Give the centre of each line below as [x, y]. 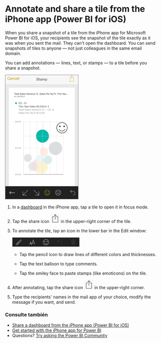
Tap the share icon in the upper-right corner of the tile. [72, 221]
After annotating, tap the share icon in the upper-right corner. [78, 287]
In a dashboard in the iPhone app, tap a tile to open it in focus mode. [80, 207]
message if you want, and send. [44, 302]
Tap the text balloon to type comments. [58, 264]
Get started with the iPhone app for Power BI [57, 330]
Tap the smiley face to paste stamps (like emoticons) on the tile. [83, 273]
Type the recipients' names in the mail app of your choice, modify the [81, 297]
